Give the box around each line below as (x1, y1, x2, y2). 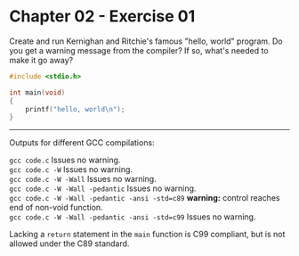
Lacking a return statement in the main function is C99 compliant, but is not (9, 229, 286, 240)
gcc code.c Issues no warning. (9, 154, 121, 166)
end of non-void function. (9, 202, 104, 213)
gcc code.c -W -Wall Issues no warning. (9, 174, 158, 185)
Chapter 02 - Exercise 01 (9, 6, 196, 27)
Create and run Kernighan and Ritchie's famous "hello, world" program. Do (9, 36, 283, 46)
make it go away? (9, 54, 74, 65)
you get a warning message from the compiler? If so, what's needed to (9, 45, 269, 55)
